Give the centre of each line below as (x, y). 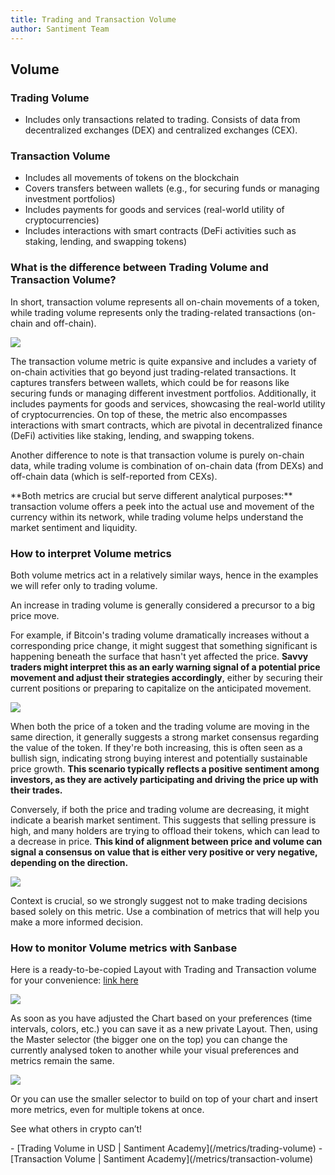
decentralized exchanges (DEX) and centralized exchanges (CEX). (161, 130)
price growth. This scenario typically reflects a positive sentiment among (165, 769)
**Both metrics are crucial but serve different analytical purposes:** (151, 495)
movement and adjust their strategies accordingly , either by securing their (166, 678)
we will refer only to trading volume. (84, 586)
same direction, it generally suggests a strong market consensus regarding (165, 737)
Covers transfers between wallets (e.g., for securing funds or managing (172, 188)
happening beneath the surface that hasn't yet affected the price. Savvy (159, 657)
